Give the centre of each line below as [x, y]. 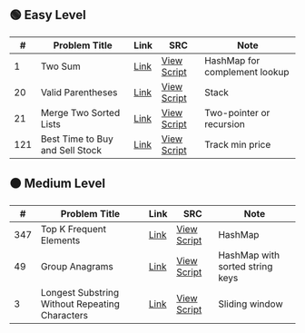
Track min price [237, 144]
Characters [64, 315]
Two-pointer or [237, 113]
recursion [224, 123]
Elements [60, 240]
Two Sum [60, 66]
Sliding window [250, 304]
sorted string [245, 266]
